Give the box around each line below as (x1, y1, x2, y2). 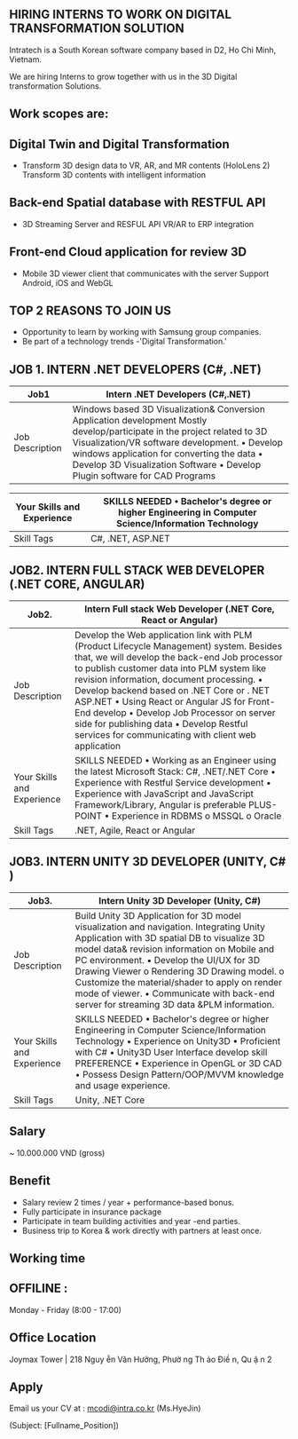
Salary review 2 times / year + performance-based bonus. (21, 1197, 235, 1207)
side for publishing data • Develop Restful (74, 718, 248, 731)
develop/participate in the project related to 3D (72, 425, 268, 438)
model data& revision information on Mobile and (74, 943, 275, 955)
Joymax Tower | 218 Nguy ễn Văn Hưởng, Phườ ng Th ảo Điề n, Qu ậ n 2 (9, 1354, 272, 1364)
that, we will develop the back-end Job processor (74, 652, 283, 664)
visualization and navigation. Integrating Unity (74, 921, 266, 933)
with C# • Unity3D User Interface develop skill (74, 1046, 268, 1058)
